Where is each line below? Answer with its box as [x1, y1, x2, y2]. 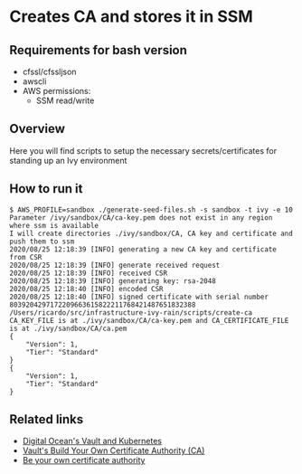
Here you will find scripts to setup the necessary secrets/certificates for [9, 145, 278, 156]
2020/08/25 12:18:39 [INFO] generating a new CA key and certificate [9, 244, 278, 254]
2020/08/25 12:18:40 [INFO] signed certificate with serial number [9, 292, 269, 301]
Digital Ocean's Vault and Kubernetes [22, 436, 163, 447]
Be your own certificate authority [22, 455, 146, 466]
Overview [9, 121, 66, 137]
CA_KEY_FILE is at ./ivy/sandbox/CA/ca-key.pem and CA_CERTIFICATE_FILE [9, 316, 289, 325]
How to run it [9, 181, 83, 196]
